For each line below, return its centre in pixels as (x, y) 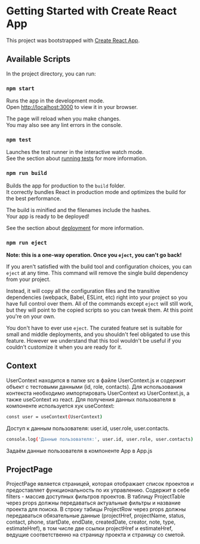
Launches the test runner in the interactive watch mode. (75, 152)
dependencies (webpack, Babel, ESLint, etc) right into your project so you (97, 297)
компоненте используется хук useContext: (60, 406)
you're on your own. (31, 316)
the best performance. (34, 198)
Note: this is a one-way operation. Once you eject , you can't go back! (94, 255)
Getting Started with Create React (92, 11)
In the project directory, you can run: (51, 74)
